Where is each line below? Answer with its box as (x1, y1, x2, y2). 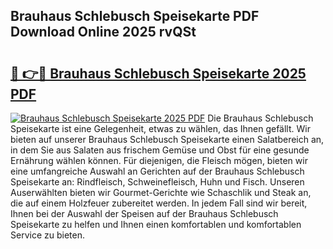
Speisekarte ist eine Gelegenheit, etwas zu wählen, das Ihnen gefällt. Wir (10, 123, 311, 134)
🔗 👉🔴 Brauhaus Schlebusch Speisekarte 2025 (10, 65, 307, 82)
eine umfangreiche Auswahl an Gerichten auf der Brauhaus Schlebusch (10, 165, 305, 177)
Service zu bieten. (10, 229, 85, 241)
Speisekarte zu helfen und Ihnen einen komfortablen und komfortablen (10, 219, 302, 230)
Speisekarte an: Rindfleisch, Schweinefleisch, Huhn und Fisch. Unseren (10, 176, 305, 188)
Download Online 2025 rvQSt (10, 24, 197, 41)
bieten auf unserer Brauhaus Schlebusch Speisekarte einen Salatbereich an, (10, 134, 325, 145)
